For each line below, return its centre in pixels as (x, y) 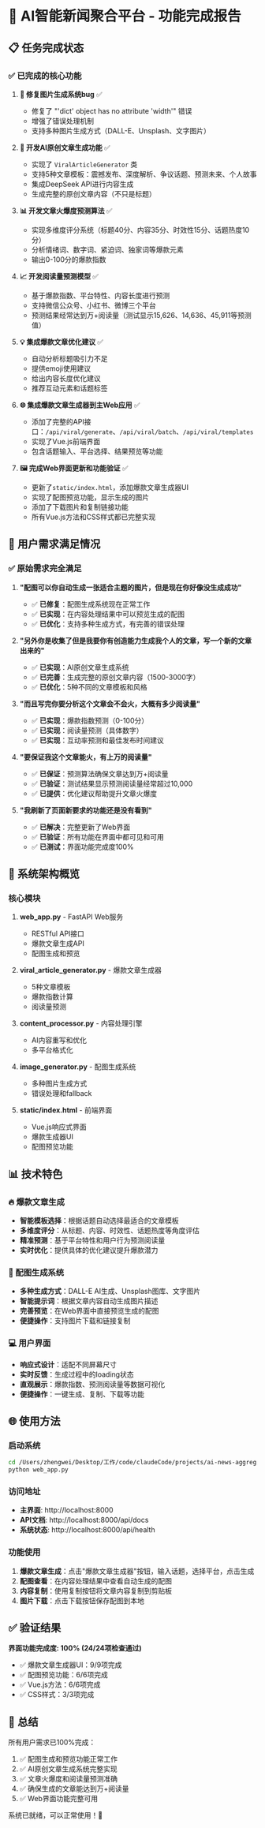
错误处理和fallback (62, 1093)
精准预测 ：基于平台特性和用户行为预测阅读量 (92, 1240)
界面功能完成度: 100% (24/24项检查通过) (75, 1648)
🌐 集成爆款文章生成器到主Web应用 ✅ (80, 405)
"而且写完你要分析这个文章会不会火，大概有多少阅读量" (110, 704)
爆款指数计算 (52, 997)
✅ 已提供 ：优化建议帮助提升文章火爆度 (94, 793)
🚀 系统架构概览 (44, 874)
